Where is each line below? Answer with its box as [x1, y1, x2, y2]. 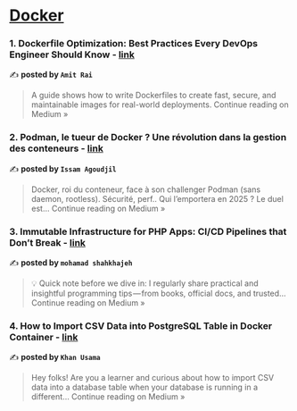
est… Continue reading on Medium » [30, 203, 166, 214]
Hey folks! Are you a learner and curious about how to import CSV [30, 373, 275, 383]
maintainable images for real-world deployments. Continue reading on [30, 99, 289, 110]
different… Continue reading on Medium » [30, 391, 186, 402]
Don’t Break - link [9, 236, 87, 248]
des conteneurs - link [9, 142, 104, 155]
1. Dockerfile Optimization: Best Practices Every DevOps [9, 38, 259, 50]
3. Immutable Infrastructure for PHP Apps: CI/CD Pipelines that [9, 225, 287, 238]
